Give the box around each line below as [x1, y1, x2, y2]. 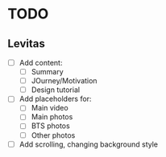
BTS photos [31, 121, 70, 131]
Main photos [31, 112, 73, 122]
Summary [31, 67, 64, 77]
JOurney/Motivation [31, 76, 98, 86]
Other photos [31, 130, 76, 140]
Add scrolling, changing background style [19, 139, 159, 149]
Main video [31, 103, 69, 113]
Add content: [19, 58, 63, 67]
